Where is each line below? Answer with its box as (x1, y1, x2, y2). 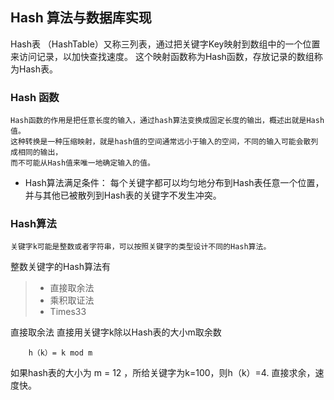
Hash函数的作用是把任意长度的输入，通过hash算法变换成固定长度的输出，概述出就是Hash (10, 116, 325, 126)
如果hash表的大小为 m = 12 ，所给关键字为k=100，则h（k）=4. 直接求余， (10, 367, 316, 379)
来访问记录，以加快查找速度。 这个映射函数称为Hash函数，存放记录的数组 (10, 50, 315, 62)
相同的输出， (17, 148, 63, 158)
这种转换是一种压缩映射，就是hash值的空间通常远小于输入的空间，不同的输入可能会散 (10, 137, 312, 147)
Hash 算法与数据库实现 (10, 9, 152, 27)
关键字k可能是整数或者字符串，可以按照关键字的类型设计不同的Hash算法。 (10, 242, 272, 252)
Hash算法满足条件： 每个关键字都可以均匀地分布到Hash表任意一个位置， (24, 177, 325, 189)
